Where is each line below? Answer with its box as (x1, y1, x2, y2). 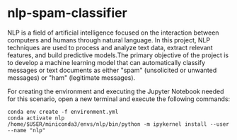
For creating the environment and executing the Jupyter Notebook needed (7, 87, 224, 95)
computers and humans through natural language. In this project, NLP (7, 35, 211, 44)
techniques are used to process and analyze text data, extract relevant (7, 43, 214, 52)
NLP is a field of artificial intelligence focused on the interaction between (7, 28, 219, 37)
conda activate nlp (7, 115, 65, 122)
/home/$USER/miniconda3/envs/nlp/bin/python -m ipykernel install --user (7, 120, 230, 128)
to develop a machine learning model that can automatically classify (7, 58, 206, 66)
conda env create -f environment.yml (7, 108, 119, 115)
